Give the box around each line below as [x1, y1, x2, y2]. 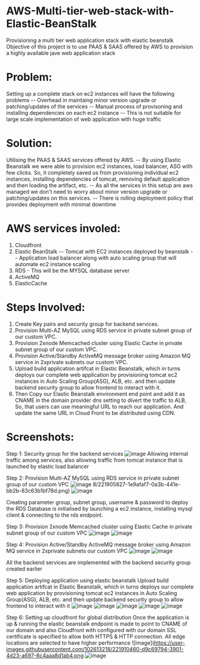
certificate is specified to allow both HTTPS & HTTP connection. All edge [6, 633, 186, 640]
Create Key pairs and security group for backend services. [14, 320, 159, 327]
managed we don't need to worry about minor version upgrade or [6, 188, 168, 195]
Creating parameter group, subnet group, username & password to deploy [6, 498, 189, 506]
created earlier [6, 565, 43, 572]
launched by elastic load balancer [6, 462, 90, 470]
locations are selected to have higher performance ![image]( [6, 639, 155, 646]
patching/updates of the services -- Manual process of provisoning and [6, 103, 183, 110]
